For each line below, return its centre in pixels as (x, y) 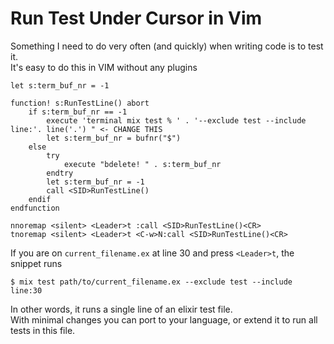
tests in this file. (43, 330)
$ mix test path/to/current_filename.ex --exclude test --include (151, 282)
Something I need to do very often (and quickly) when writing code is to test (167, 46)
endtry (60, 173)
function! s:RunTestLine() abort (80, 103)
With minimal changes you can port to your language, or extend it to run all (164, 319)
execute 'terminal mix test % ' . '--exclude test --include (176, 120)
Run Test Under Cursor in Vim (136, 18)
